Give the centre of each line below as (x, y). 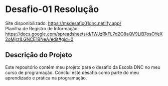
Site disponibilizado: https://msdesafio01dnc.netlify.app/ (63, 23)
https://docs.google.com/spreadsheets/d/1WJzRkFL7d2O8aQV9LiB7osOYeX (84, 34)
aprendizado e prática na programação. (46, 78)
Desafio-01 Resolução (52, 9)
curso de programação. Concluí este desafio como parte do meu (72, 72)
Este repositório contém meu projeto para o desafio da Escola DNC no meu (83, 67)
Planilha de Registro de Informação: (42, 28)
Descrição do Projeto (39, 55)
